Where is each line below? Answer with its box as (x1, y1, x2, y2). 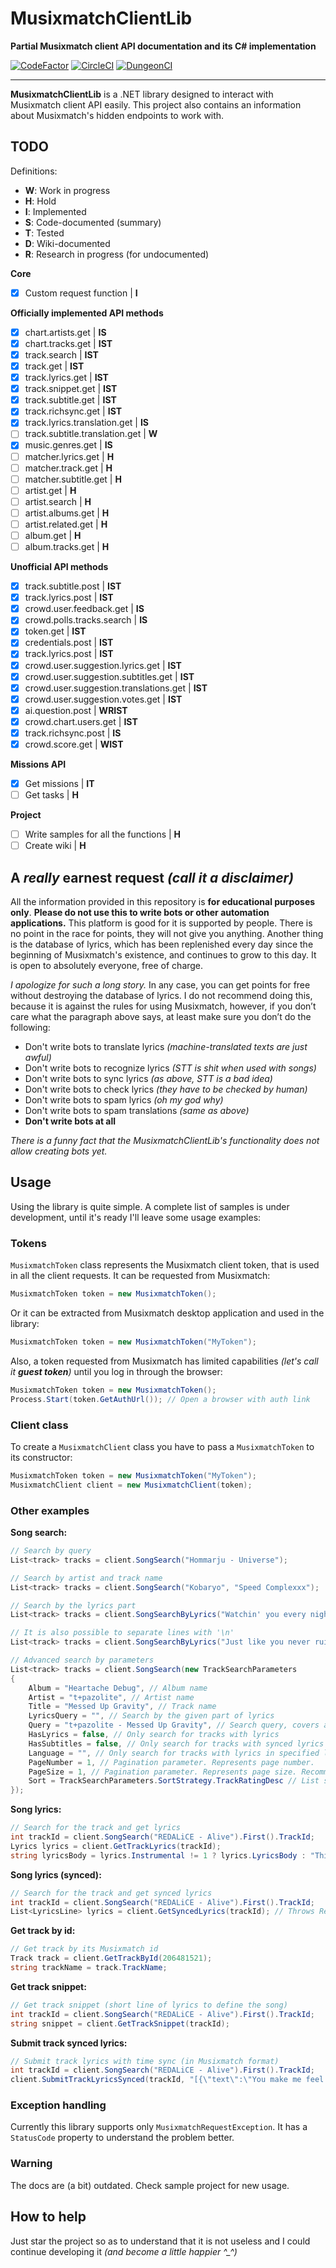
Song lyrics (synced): (10, 1868, 102, 1881)
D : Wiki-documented (24, 237, 111, 249)
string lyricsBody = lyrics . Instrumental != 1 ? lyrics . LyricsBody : (10, 1850, 307, 1861)
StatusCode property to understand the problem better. (10, 2132, 235, 2144)
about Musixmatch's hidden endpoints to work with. (10, 109, 225, 121)
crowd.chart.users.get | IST (24, 715, 138, 727)
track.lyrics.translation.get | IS (24, 417, 150, 429)
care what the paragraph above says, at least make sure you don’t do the (10, 1011, 312, 1023)
